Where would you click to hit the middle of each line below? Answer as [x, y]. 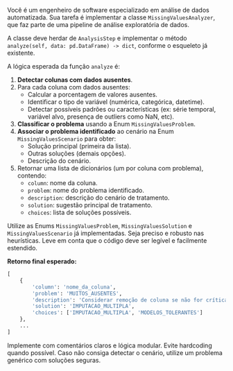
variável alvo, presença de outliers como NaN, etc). [101, 117]
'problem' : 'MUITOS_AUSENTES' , [77, 293]
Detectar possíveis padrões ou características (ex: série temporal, [122, 109]
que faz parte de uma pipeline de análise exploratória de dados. [98, 25]
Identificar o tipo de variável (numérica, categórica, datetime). [116, 102]
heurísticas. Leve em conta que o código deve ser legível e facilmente [107, 241]
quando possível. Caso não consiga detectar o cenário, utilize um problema [115, 352]
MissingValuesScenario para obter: [67, 139]
